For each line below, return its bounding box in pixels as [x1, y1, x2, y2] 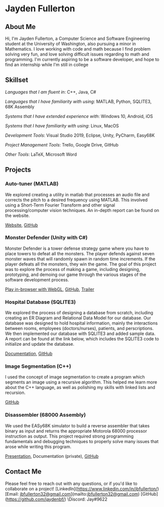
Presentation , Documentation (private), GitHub [5, 453, 99, 459]
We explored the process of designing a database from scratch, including [5, 310, 153, 316]
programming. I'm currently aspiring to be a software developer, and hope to [5, 57, 160, 62]
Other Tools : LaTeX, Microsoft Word [5, 151, 77, 157]
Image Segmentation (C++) [5, 363, 71, 370]
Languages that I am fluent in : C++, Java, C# [5, 89, 96, 95]
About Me [5, 23, 36, 31]
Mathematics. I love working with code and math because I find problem [5, 46, 151, 52]
